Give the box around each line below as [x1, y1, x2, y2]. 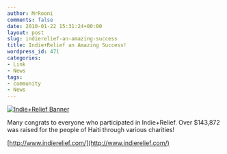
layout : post [7, 29, 44, 36]
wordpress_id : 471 [7, 49, 59, 55]
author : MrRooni [7, 10, 53, 17]
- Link [7, 61, 26, 68]
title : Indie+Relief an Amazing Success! [7, 42, 127, 49]
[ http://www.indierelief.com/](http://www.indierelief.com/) [7, 139, 170, 147]
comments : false [7, 16, 53, 23]
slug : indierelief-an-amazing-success [7, 36, 118, 42]
